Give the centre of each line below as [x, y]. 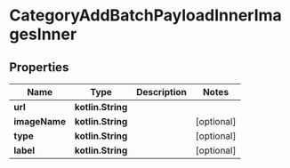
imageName [40, 121]
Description [161, 92]
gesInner [43, 34]
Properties [39, 67]
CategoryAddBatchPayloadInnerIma [145, 16]
